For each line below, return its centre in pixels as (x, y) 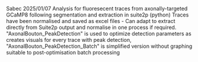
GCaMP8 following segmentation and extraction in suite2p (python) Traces (98, 15)
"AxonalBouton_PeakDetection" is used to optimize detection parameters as (99, 34)
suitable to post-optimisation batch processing (63, 52)
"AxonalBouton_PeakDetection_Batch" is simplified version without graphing (99, 46)
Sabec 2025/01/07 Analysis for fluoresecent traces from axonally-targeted (97, 9)
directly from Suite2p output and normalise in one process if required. (91, 27)
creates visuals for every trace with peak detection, (69, 40)
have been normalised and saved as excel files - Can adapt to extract (91, 21)
